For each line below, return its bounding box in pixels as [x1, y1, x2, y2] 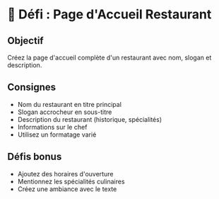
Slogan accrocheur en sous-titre [17, 108, 112, 116]
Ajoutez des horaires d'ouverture [17, 169, 114, 178]
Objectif [7, 35, 44, 47]
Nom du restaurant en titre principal [17, 100, 122, 108]
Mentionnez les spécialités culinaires [17, 177, 125, 186]
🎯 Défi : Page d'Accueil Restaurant [7, 6, 212, 23]
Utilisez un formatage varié [17, 130, 97, 139]
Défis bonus [7, 151, 62, 163]
